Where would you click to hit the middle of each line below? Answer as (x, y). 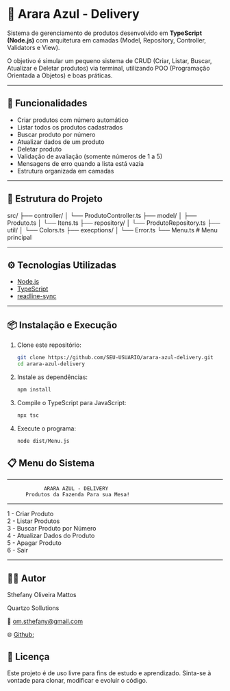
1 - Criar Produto (30, 514)
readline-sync (37, 296)
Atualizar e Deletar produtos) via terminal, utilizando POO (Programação (108, 68)
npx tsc (28, 415)
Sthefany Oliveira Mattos (42, 595)
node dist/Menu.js (43, 441)
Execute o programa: (47, 428)
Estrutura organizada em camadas (65, 171)
